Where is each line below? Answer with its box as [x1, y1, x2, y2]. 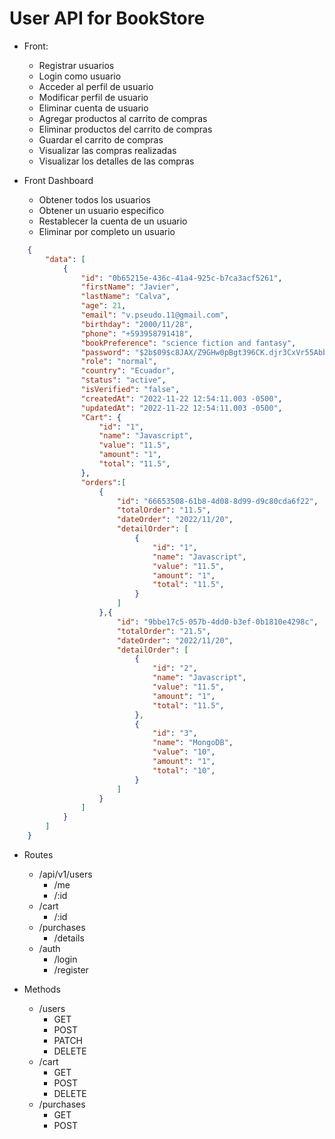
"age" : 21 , [80, 301, 127, 311]
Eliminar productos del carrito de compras [38, 123, 213, 135]
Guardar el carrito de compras [38, 133, 164, 146]
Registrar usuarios [38, 59, 115, 71]
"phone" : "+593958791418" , [80, 328, 194, 339]
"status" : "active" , [80, 375, 167, 386]
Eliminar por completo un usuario [38, 225, 176, 237]
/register [53, 963, 89, 976]
